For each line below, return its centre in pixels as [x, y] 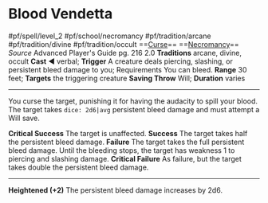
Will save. [24, 118]
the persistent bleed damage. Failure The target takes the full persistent [126, 142]
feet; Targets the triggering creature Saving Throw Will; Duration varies [127, 78]
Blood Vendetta [61, 14]
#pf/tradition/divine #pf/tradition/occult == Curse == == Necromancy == [124, 44]
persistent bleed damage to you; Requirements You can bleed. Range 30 [128, 69]
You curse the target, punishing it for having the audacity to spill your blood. [133, 101]
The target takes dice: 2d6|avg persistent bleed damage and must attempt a [134, 109]
